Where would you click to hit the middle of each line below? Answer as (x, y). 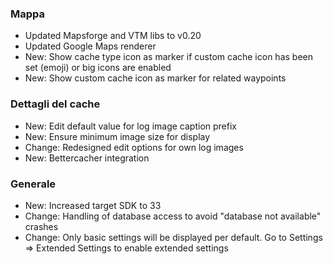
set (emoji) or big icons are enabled (98, 68)
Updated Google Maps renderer (90, 46)
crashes (41, 226)
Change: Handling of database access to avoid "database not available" (173, 216)
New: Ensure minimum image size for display (117, 136)
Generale (33, 184)
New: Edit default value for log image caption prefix (130, 126)
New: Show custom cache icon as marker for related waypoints (155, 78)
